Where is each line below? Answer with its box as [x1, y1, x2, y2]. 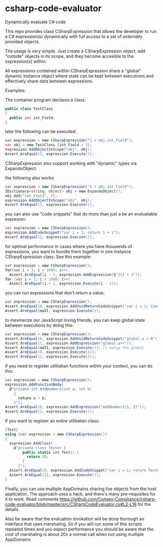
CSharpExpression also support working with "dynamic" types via [5, 160, 137, 166]
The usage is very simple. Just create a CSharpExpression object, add [5, 48, 146, 54]
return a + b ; [17, 396, 47, 400]
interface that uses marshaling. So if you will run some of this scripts [5, 521, 142, 527]
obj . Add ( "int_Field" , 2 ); [5, 193, 57, 198]
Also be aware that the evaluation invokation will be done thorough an [5, 515, 145, 522]
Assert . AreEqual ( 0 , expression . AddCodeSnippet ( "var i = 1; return [9, 468, 147, 473]
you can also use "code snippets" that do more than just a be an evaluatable [5, 211, 158, 217]
